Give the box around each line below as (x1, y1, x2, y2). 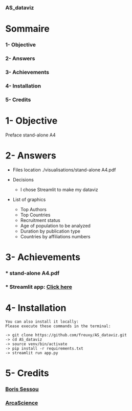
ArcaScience (5, 399, 38, 406)
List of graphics (12, 196, 46, 202)
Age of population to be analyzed (20, 222, 91, 229)
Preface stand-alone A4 (5, 132, 56, 138)
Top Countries (20, 212, 51, 218)
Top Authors (20, 206, 47, 212)
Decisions (12, 176, 34, 182)
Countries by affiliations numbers (20, 233, 91, 239)
